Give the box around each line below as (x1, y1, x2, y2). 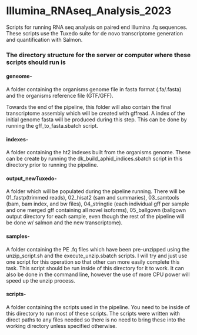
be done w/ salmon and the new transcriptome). (6, 219, 123, 226)
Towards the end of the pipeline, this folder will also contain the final (6, 104, 172, 111)
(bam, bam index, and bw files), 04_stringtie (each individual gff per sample (6, 200, 189, 207)
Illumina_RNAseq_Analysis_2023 (6, 4, 172, 18)
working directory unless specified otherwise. (6, 322, 118, 329)
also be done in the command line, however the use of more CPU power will (6, 271, 190, 278)
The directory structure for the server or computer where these (6, 51, 191, 59)
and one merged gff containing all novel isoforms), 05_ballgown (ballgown (6, 207, 186, 214)
